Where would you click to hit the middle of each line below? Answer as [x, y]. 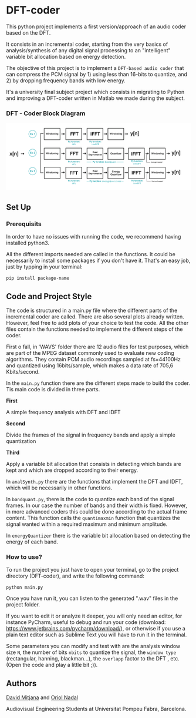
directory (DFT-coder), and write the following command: [75, 576]
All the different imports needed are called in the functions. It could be [91, 254]
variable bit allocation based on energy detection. [66, 56]
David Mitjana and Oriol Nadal [42, 697]
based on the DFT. [28, 32]
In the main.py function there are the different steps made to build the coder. [98, 383]
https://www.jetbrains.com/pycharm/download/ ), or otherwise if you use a [96, 629]
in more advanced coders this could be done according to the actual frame [97, 511]
